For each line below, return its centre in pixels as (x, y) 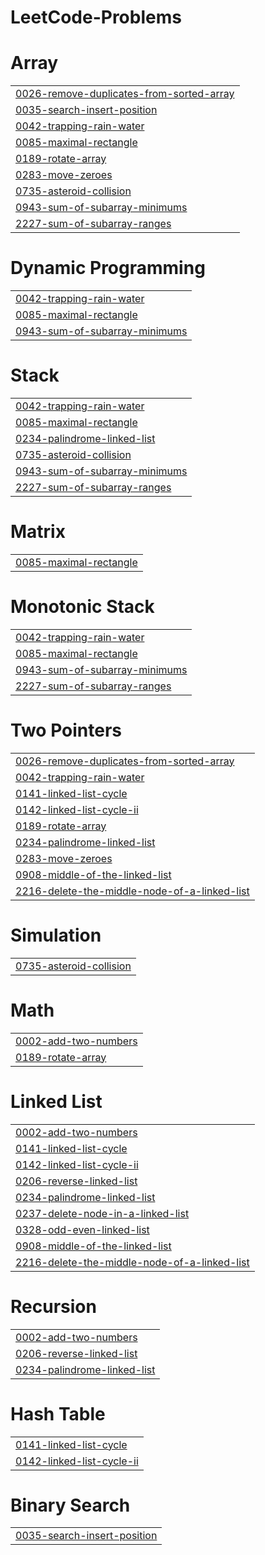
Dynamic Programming (108, 268)
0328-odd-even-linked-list (82, 1229)
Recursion (53, 1306)
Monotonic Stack (82, 607)
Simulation (56, 935)
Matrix (38, 532)
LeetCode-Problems (96, 17)
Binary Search (70, 1505)
